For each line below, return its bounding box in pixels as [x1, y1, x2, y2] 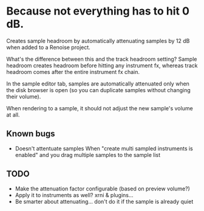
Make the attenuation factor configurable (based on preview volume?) [15, 185, 190, 192]
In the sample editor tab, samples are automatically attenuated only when [6, 80, 190, 87]
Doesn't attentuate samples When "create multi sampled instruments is [15, 144, 193, 152]
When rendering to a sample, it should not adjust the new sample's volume [6, 104, 193, 112]
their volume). [6, 93, 41, 100]
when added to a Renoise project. [6, 44, 91, 51]
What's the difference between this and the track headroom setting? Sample [6, 55, 197, 62]
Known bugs [6, 129, 56, 139]
